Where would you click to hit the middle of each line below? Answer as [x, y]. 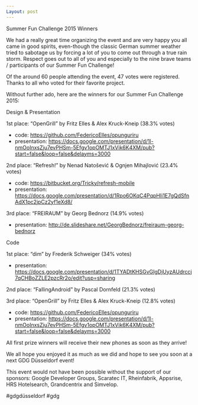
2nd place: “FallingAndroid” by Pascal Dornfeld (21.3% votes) [81, 289]
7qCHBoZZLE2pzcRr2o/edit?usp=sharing [65, 278]
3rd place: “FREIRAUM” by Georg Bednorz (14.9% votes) [75, 213]
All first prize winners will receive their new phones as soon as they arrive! [97, 342]
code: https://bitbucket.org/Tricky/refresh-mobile [74, 183]
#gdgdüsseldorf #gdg [33, 396]
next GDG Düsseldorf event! [40, 360]
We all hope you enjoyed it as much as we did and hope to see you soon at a [99, 354]
